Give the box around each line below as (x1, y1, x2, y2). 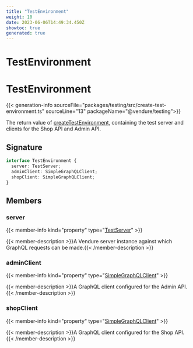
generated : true (6, 30, 45, 36)
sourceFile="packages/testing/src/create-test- (54, 102, 167, 109)
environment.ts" (6, 108, 45, 115)
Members (6, 195, 42, 205)
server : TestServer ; (11, 163, 61, 169)
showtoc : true (6, 25, 41, 31)
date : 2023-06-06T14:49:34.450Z (6, 19, 85, 25)
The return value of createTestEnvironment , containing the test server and (6, 119, 184, 126)
